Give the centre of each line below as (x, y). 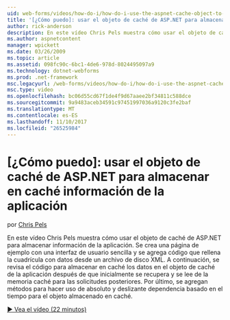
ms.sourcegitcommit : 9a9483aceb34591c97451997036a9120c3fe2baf (99, 103)
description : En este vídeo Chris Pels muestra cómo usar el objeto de (111, 33)
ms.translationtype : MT (41, 109)
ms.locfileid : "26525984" (44, 128)
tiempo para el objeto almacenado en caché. (70, 296)
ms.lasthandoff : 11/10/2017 (47, 122)
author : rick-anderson (39, 26)
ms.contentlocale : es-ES (42, 115)
